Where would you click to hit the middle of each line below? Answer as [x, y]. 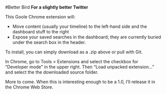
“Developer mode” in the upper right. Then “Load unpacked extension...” [80, 67]
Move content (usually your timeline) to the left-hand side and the [80, 26]
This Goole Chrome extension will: [40, 17]
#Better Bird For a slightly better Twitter [47, 7]
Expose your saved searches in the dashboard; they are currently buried [86, 37]
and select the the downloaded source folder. [52, 72]
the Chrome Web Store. [29, 87]
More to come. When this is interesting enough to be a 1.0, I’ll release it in [80, 82]
